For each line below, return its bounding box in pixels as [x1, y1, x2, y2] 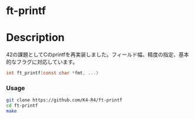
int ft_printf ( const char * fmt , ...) [6, 70, 99, 76]
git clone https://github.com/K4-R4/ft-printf [6, 97, 123, 103]
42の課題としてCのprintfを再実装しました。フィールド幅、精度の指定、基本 [6, 51, 190, 58]
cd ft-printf [6, 103, 38, 109]
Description [6, 31, 65, 45]
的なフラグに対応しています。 [6, 59, 78, 66]
